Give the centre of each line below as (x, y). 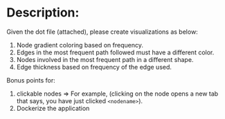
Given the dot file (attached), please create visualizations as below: (102, 32)
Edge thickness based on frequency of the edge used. (94, 67)
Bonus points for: (31, 80)
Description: (43, 13)
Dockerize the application (53, 108)
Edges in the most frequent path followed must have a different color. (115, 52)
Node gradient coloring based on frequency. (80, 45)
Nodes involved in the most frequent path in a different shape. (105, 59)
